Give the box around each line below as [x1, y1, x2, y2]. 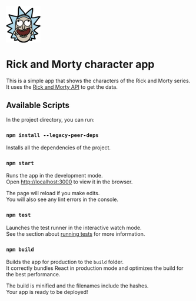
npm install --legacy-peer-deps [6, 132, 99, 138]
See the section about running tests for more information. [6, 230, 145, 238]
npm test [6, 212, 31, 219]
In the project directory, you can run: [6, 116, 95, 123]
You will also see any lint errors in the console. [6, 196, 119, 203]
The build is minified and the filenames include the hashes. [6, 282, 149, 289]
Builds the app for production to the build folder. [6, 258, 124, 265]
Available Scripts [6, 101, 69, 111]
